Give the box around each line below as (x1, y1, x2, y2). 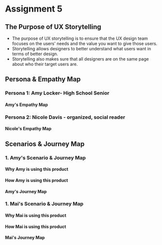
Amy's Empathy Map (5, 102, 48, 107)
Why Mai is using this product (5, 213, 66, 218)
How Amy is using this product (5, 177, 68, 183)
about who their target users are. (12, 61, 78, 67)
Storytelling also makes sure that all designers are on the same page (12, 56, 149, 61)
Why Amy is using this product (5, 166, 69, 172)
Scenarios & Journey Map (5, 139, 85, 148)
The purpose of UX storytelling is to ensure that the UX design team (12, 35, 148, 41)
